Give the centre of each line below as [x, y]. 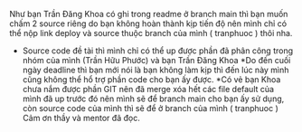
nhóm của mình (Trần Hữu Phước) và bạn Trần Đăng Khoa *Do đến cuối [156, 60]
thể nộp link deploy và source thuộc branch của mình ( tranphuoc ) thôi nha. [151, 33]
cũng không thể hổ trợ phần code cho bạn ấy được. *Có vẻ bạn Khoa [151, 80]
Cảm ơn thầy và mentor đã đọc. [81, 118]
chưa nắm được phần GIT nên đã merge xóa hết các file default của [148, 89]
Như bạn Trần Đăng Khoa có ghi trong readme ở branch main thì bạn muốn [149, 14]
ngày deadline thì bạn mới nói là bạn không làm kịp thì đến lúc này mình [156, 70]
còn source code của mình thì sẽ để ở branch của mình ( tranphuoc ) [150, 108]
